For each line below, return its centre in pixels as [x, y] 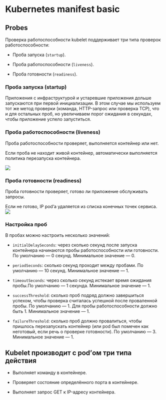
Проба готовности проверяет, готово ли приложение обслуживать [77, 191]
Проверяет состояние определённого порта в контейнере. [75, 382]
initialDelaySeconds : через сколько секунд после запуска [75, 245]
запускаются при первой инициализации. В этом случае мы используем [83, 103]
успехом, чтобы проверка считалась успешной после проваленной [85, 301]
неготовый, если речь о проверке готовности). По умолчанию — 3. [84, 332]
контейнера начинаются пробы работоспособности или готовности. [85, 250]
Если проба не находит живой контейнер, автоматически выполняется [81, 153]
